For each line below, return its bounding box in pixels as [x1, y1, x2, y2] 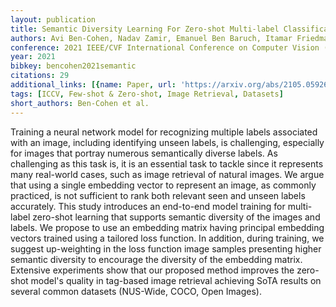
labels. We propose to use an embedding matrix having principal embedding [10, 221, 325, 233]
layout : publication [10, 14, 97, 25]
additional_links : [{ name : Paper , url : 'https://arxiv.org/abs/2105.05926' [10, 80, 333, 90]
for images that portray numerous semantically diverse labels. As [10, 147, 278, 159]
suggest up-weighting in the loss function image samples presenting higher [10, 242, 322, 255]
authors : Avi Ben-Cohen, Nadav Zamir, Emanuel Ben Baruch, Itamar [10, 33, 293, 43]
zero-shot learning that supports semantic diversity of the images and [32, 211, 321, 223]
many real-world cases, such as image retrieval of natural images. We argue [10, 168, 325, 180]
